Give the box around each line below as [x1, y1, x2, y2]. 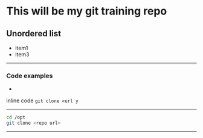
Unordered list [6, 28, 62, 39]
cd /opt [6, 114, 26, 120]
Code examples [6, 71, 53, 80]
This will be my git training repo [6, 4, 167, 18]
